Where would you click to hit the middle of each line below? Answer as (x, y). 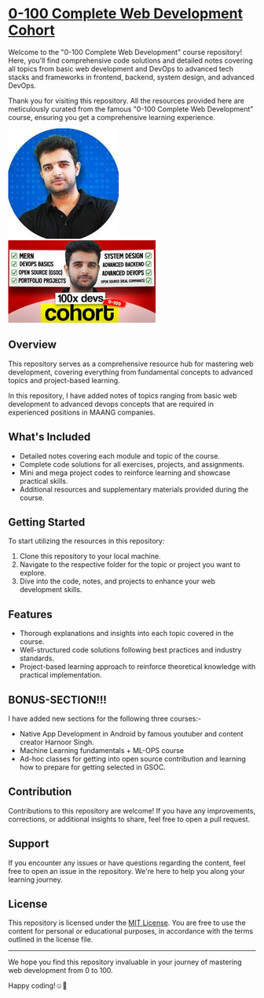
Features (30, 614)
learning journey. (35, 879)
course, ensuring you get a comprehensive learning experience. (112, 117)
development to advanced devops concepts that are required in (111, 404)
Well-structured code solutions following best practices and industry (130, 650)
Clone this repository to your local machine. (90, 556)
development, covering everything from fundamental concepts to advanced (131, 372)
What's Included (49, 437)
